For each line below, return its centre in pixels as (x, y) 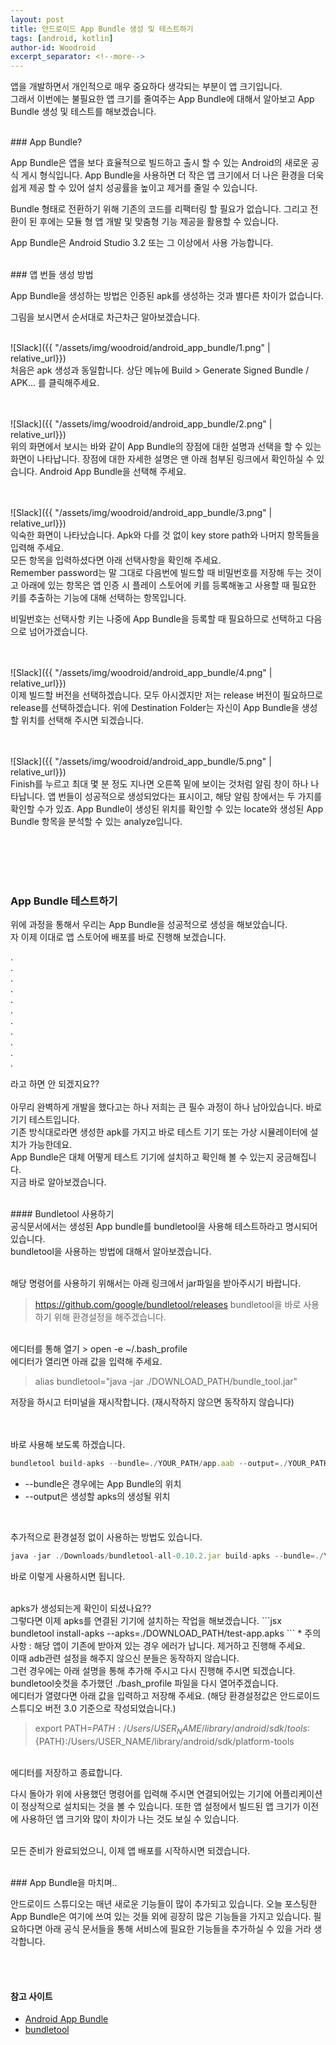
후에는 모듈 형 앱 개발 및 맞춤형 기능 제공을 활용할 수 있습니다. (159, 222)
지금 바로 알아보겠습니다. (58, 1182)
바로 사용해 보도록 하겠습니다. (68, 1445)
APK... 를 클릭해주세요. (55, 383)
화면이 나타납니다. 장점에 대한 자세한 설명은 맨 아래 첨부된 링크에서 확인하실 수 (162, 459)
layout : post (37, 19)
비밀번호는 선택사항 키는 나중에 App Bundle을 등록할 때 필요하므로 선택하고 (157, 619)
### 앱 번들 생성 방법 (52, 275)
